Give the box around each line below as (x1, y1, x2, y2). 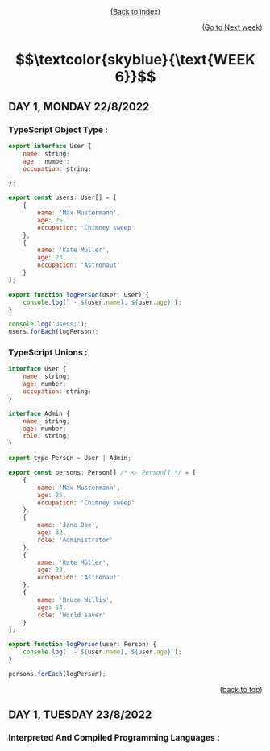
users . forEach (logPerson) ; (8, 328, 99, 336)
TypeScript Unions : (8, 346, 88, 358)
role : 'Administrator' (37, 536, 114, 544)
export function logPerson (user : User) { (8, 290, 150, 299)
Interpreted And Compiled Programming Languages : (8, 732, 220, 744)
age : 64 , (37, 604, 67, 612)
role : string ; (23, 432, 70, 440)
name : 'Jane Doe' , (37, 521, 99, 529)
